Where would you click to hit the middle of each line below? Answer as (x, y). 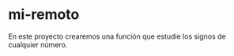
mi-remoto (44, 15)
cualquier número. (38, 44)
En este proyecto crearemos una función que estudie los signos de (117, 36)
